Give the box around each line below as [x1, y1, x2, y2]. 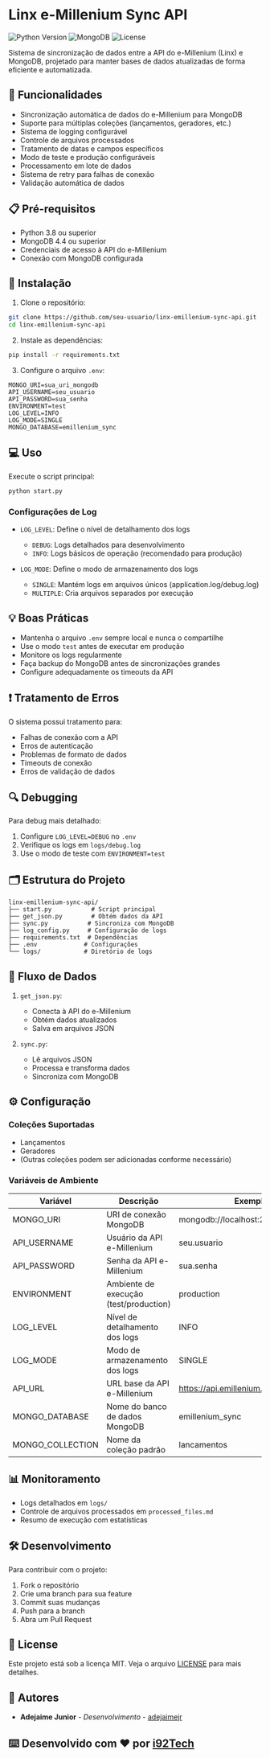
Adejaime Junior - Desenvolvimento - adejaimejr [19, 1712, 182, 1722]
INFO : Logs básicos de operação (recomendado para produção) [31, 548, 243, 558]
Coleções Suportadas [8, 1119, 95, 1131]
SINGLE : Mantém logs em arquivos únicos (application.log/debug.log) [31, 579, 260, 589]
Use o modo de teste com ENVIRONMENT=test [19, 848, 166, 858]
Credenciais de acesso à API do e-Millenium [19, 244, 167, 254]
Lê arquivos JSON [31, 1055, 92, 1065]
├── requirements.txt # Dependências [8, 934, 138, 942]
